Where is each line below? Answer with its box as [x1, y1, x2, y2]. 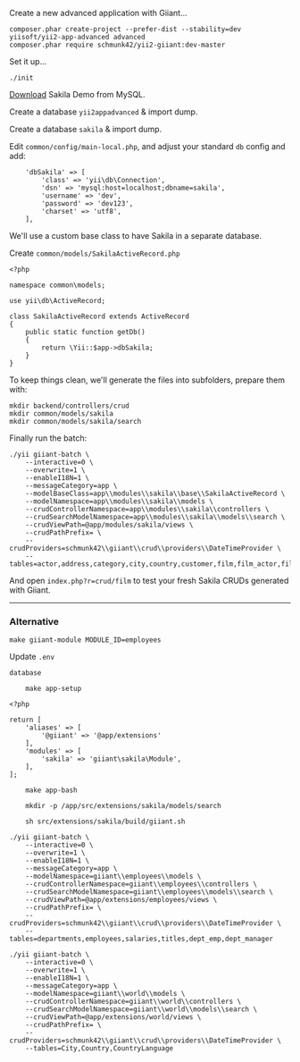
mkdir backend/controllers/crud [9, 401, 129, 410]
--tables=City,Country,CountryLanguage [25, 1044, 174, 1053]
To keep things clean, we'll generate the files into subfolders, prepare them [9, 375, 286, 385]
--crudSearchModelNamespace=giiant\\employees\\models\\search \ [25, 888, 274, 897]
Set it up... [9, 56, 47, 66]
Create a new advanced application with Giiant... [9, 8, 187, 18]
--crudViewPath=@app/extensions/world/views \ [25, 1013, 202, 1022]
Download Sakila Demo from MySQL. [9, 89, 146, 99]
